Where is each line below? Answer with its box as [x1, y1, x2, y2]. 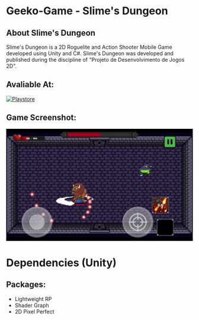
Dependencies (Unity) [6, 256, 117, 270]
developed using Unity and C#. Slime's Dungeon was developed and [6, 50, 174, 57]
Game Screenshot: [6, 113, 77, 123]
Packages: [6, 280, 46, 290]
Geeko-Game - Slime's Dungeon [6, 4, 168, 18]
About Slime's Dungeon [6, 28, 96, 38]
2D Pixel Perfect [14, 308, 54, 315]
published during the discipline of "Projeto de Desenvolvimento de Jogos [6, 56, 185, 63]
